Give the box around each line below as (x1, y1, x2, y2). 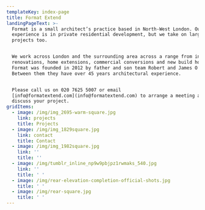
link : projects (17, 115, 56, 121)
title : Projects (17, 121, 59, 127)
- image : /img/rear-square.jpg (12, 189, 92, 195)
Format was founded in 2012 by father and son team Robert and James (12, 65, 192, 71)
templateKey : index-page (6, 9, 70, 15)
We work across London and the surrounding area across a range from (12, 54, 192, 60)
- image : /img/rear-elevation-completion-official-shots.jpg (12, 177, 171, 183)
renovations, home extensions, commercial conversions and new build (12, 59, 192, 65)
